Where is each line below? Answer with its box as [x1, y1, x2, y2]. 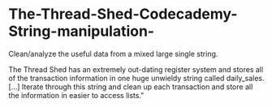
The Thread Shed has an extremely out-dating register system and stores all [8, 64, 264, 74]
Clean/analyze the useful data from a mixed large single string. [8, 49, 218, 58]
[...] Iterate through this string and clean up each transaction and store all [8, 82, 253, 92]
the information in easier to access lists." [8, 90, 145, 100]
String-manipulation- [8, 22, 155, 41]
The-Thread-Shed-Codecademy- [8, 5, 238, 24]
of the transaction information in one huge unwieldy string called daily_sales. [8, 73, 265, 83]
